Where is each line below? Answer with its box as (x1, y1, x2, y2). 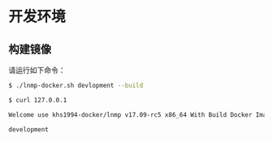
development (8, 125, 49, 134)
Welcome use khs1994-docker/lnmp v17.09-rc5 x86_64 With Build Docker (8, 110, 253, 118)
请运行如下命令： (8, 66, 66, 75)
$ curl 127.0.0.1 (8, 96, 67, 104)
